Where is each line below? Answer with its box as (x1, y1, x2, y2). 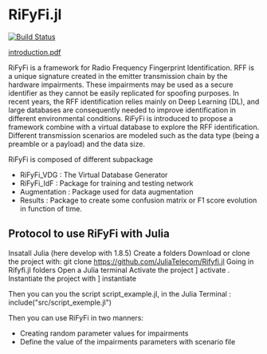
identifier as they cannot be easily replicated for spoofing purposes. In (8, 88, 239, 97)
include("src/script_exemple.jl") (8, 297, 112, 307)
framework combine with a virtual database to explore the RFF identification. (8, 122, 260, 132)
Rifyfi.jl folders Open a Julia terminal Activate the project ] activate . (8, 265, 230, 274)
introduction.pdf (8, 47, 61, 57)
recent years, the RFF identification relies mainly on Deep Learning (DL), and (8, 96, 260, 106)
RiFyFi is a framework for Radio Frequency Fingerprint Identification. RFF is (8, 62, 255, 73)
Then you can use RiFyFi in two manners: (8, 313, 144, 322)
